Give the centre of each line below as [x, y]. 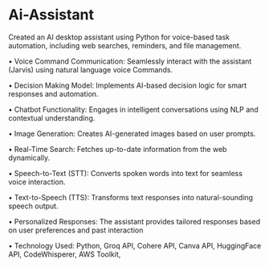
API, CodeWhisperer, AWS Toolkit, [65, 254]
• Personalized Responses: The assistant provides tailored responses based [134, 221]
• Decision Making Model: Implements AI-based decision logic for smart [128, 85]
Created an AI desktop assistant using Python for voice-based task [119, 37]
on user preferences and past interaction [76, 230]
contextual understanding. [52, 117]
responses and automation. [53, 93]
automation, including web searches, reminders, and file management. [125, 45]
